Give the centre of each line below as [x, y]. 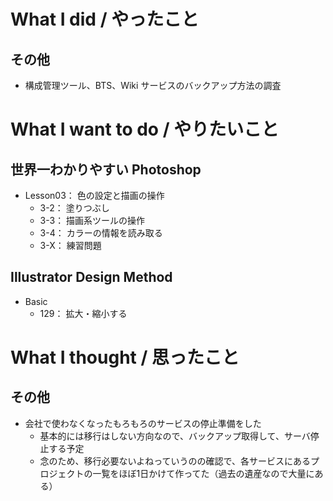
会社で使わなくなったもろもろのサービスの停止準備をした [143, 423]
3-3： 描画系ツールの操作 [92, 220]
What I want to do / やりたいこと [145, 129]
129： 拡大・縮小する [83, 313]
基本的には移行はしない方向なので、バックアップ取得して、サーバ [175, 436]
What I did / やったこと [105, 19]
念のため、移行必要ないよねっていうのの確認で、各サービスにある [175, 461]
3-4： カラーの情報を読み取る [101, 233]
